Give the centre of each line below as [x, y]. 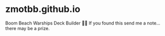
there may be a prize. [27, 28]
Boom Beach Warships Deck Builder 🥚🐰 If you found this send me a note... [83, 23]
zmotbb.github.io [43, 9]
